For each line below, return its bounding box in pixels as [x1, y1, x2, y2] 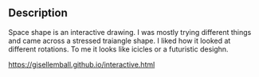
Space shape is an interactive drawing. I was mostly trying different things [8, 27, 252, 37]
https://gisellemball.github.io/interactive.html [8, 60, 155, 69]
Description [8, 6, 68, 20]
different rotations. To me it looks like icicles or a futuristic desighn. [8, 44, 229, 54]
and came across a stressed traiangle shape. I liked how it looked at [8, 36, 231, 45]
